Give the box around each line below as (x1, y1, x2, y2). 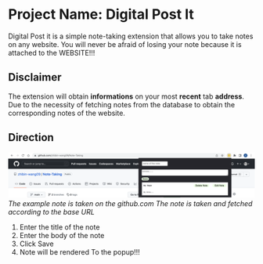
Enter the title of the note (19, 222, 100, 232)
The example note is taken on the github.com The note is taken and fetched (8, 199, 253, 208)
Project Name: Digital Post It (8, 5, 194, 24)
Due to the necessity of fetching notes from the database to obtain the (8, 99, 236, 109)
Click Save (19, 239, 54, 248)
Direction (8, 131, 55, 144)
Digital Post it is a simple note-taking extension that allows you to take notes (8, 31, 254, 41)
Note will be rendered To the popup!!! (19, 248, 141, 257)
